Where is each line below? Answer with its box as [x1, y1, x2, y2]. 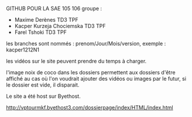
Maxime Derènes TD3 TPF [14, 16, 78, 23]
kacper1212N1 [6, 46, 40, 53]
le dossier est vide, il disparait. [6, 81, 80, 88]
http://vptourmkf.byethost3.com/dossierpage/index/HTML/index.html [6, 104, 174, 111]
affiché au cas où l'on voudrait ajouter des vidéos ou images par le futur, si [6, 75, 186, 82]
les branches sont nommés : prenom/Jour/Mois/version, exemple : [6, 40, 166, 47]
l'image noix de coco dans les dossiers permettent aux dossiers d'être [6, 69, 176, 75]
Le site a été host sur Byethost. [6, 93, 81, 99]
